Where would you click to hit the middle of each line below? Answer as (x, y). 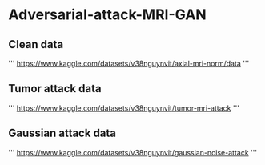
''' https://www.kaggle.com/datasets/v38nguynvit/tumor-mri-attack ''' (124, 108)
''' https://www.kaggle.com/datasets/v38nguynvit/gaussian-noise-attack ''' (133, 152)
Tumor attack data (55, 89)
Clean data (36, 44)
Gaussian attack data (62, 133)
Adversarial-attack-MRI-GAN (107, 15)
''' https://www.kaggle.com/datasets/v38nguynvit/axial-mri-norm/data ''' (129, 63)
